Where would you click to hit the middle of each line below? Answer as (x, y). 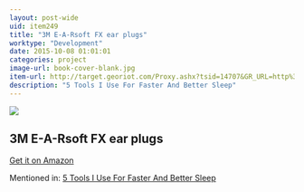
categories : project (48, 60)
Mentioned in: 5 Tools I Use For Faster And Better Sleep (113, 178)
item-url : (28, 77)
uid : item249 (34, 26)
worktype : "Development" (56, 43)
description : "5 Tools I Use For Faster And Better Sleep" (123, 85)
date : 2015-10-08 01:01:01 (60, 52)
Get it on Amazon (42, 160)
